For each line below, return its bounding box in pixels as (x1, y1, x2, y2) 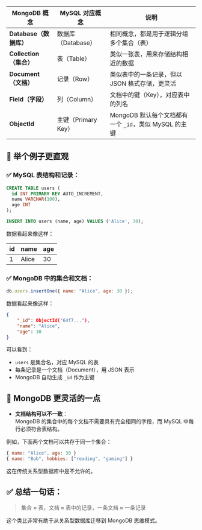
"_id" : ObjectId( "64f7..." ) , (17, 317, 90, 323)
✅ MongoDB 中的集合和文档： (6, 274, 93, 282)
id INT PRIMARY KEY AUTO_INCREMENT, (11, 191, 103, 197)
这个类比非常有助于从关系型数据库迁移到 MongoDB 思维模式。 (6, 517, 161, 524)
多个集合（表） (109, 39, 152, 47)
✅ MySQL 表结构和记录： (6, 171, 80, 180)
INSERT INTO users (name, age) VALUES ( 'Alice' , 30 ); (6, 218, 144, 225)
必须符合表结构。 (20, 425, 63, 433)
